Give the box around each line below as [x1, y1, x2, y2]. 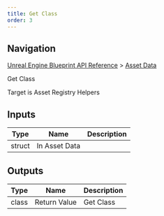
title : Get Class [7, 10, 58, 17]
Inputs [7, 108, 36, 120]
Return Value [34, 197, 77, 207]
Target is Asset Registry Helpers [7, 88, 100, 96]
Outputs [7, 165, 44, 177]
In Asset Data [36, 141, 81, 151]
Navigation [7, 43, 56, 55]
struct [10, 141, 30, 151]
